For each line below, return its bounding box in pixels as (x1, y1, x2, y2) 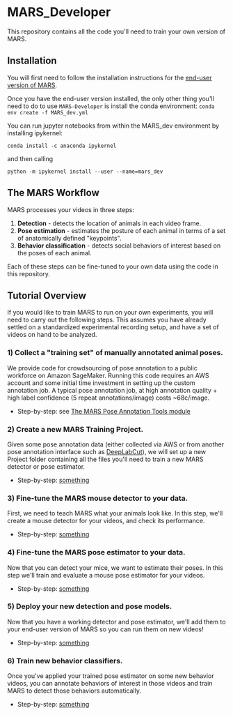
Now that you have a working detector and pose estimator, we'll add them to (7, 617, 226, 626)
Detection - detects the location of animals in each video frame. (17, 219, 202, 227)
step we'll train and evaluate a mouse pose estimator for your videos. (7, 571, 205, 579)
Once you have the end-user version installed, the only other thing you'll (7, 94, 214, 103)
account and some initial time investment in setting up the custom (7, 378, 196, 387)
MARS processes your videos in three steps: (7, 205, 134, 213)
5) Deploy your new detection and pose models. (7, 601, 172, 611)
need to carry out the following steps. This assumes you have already (7, 315, 207, 324)
